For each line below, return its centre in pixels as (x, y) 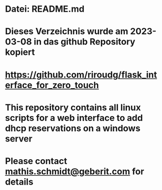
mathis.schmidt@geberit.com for (75, 171)
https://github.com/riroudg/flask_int (81, 75)
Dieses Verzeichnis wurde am (67, 32)
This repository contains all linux (73, 107)
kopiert (20, 52)
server (19, 139)
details (19, 182)
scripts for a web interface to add (74, 118)
